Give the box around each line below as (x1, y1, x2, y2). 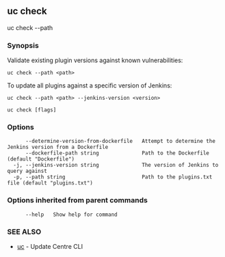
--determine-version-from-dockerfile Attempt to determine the (25, 138, 215, 145)
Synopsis (7, 40, 39, 50)
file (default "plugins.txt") (7, 180, 94, 187)
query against (7, 167, 48, 175)
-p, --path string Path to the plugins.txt (13, 174, 213, 180)
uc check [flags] (7, 107, 57, 113)
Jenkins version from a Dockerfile (7, 144, 109, 151)
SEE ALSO (7, 227, 42, 236)
